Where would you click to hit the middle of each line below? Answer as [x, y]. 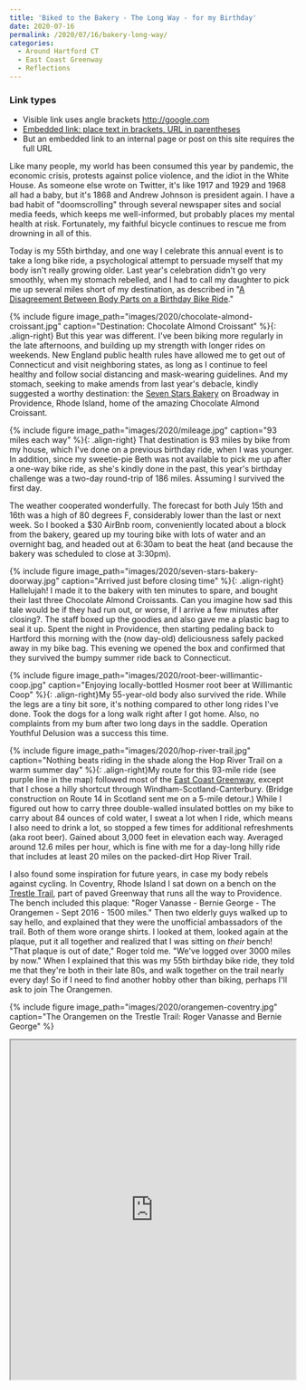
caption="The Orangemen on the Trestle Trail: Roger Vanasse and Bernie [146, 1017]
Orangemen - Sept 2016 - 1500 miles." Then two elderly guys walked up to [148, 913]
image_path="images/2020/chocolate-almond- [165, 317]
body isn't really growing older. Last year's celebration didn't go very [138, 270]
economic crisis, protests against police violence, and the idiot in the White [149, 176]
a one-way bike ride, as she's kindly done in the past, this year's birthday [146, 469]
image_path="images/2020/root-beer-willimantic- [170, 676]
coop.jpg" [28, 685]
